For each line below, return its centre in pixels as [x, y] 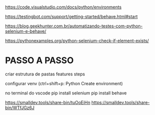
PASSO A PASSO [39, 60]
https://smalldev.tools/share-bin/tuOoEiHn [48, 102]
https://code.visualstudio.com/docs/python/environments [63, 7]
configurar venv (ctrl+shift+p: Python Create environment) [64, 83]
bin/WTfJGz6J [20, 108]
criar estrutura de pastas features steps [45, 74]
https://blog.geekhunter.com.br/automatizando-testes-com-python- [74, 26]
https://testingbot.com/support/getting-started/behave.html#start [71, 16]
